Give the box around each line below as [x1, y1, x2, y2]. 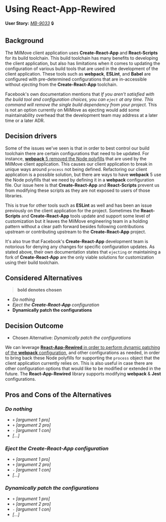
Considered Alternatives [5, 273, 83, 282]
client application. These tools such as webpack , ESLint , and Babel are [5, 71, 151, 77]
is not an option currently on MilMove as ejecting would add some [5, 107, 140, 113]
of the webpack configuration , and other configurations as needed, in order [5, 349, 160, 356]
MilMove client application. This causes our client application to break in [5, 161, 153, 167]
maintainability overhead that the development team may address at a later [5, 112, 158, 118]
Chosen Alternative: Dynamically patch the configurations [12, 335, 131, 341]
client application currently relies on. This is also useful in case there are [5, 360, 153, 366]
